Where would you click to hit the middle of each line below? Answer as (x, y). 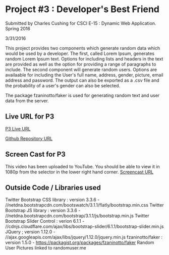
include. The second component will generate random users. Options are (81, 70)
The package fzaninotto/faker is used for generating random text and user (82, 95)
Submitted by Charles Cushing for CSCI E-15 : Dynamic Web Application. (81, 23)
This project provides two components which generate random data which (83, 48)
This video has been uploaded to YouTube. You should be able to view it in (82, 166)
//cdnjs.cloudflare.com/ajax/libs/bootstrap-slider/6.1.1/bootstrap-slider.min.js (84, 227)
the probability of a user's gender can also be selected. (63, 85)
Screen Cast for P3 (35, 154)
